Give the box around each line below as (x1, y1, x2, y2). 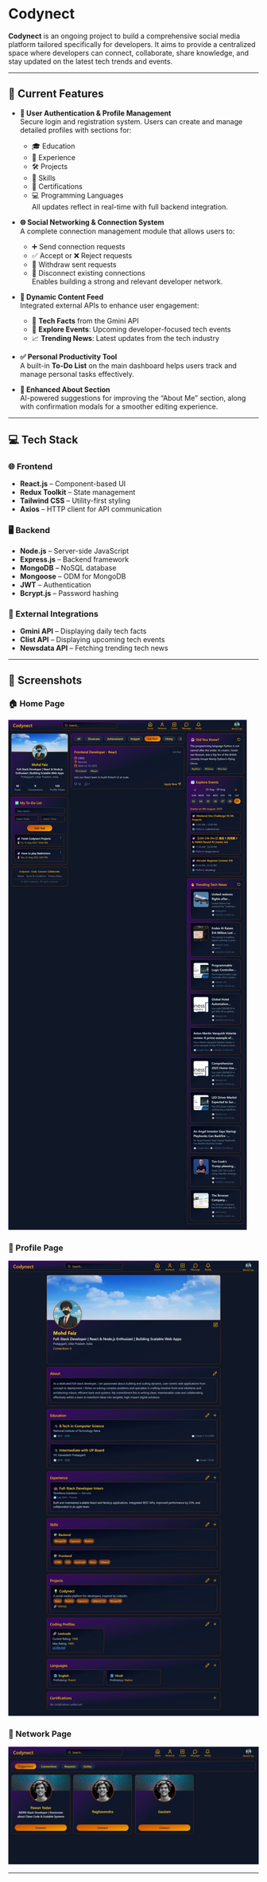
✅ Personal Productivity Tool (19, 351, 118, 361)
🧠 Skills (31, 173, 56, 182)
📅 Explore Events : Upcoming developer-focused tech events (31, 324, 231, 334)
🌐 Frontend (8, 461, 53, 472)
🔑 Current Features (8, 87, 105, 100)
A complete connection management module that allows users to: (19, 226, 235, 236)
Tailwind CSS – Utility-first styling (19, 496, 131, 506)
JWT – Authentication (19, 579, 91, 590)
